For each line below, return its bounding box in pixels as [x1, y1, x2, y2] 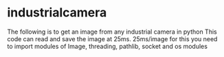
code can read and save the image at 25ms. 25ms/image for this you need [7, 34, 218, 43]
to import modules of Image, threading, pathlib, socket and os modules [7, 42, 208, 50]
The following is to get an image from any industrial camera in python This [7, 27, 218, 36]
